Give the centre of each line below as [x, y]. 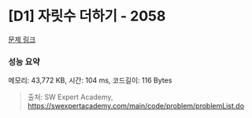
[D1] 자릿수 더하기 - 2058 [87, 16]
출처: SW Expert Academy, [70, 97]
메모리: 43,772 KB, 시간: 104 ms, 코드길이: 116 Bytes [90, 80]
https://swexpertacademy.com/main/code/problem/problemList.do [136, 106]
